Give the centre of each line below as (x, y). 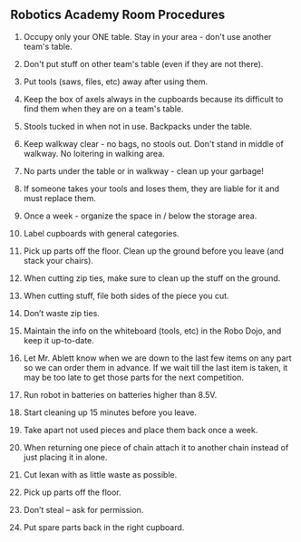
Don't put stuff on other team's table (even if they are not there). (143, 63)
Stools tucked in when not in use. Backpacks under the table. (138, 126)
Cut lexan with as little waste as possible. (100, 474)
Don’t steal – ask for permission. (83, 509)
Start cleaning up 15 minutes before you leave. (110, 412)
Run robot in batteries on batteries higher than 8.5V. (120, 394)
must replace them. (59, 198)
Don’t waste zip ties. (62, 313)
